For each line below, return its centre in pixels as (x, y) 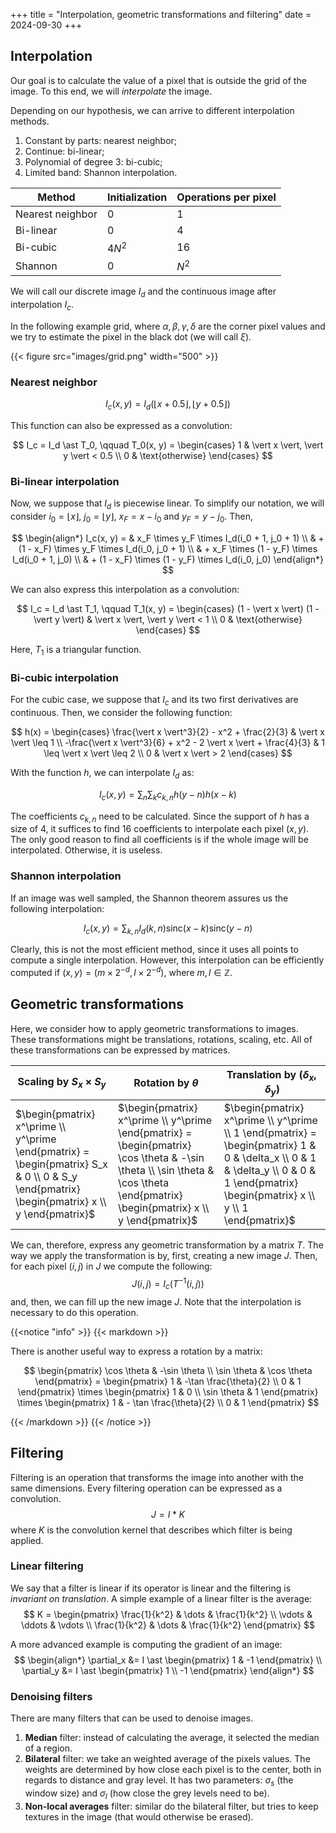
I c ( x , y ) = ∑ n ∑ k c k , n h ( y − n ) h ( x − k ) (168, 795)
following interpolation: (57, 908)
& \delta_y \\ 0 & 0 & (270, 1171)
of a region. (48, 1748)
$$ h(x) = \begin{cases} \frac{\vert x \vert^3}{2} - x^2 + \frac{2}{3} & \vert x (168, 731)
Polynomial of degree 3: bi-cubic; (93, 161)
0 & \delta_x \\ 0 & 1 (270, 1158)
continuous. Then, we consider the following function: (121, 712)
